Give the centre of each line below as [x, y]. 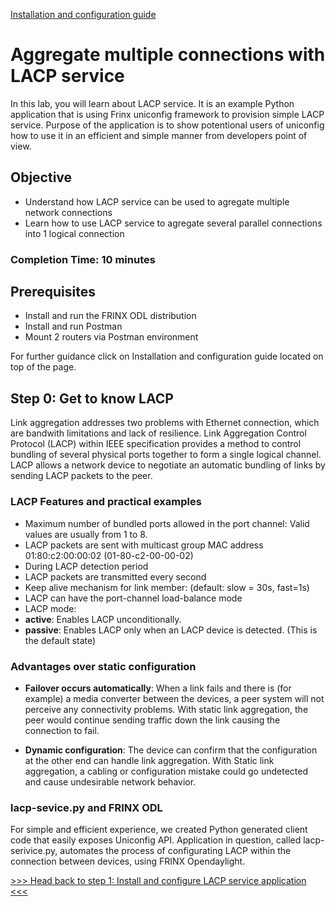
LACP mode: [50, 608]
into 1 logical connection [74, 233]
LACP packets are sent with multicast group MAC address [144, 545]
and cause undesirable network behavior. [110, 781]
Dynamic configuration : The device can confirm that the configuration [171, 750]
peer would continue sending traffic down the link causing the [152, 720]
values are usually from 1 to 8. [86, 534]
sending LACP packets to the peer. [81, 476]
